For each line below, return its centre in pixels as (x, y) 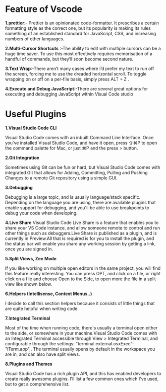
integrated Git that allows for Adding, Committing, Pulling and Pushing (76, 172)
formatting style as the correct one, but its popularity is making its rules (78, 28)
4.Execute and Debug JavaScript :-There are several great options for (77, 88)
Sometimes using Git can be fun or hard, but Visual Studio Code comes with (83, 167)
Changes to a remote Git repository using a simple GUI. (61, 178)
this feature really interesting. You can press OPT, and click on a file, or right (83, 273)
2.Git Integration (22, 157)
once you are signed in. (29, 249)
